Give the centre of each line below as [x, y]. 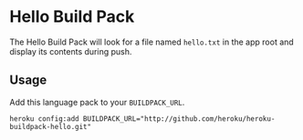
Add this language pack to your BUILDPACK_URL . [97, 102]
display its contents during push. [71, 51]
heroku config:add [44, 119]
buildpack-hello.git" [51, 126]
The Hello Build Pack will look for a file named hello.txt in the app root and [151, 42]
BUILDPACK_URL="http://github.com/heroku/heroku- [179, 119]
